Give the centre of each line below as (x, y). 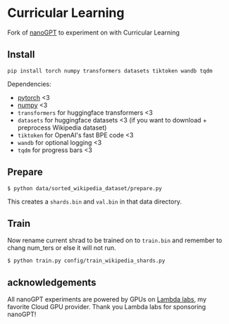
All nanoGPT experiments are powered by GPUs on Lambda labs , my (107, 299)
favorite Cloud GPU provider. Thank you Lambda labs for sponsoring (107, 307)
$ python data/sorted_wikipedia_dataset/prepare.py (85, 188)
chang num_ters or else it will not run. (62, 248)
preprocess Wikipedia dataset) (62, 127)
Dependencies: (29, 84)
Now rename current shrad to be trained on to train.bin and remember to (115, 240)
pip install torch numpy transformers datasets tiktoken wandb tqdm (110, 71)
